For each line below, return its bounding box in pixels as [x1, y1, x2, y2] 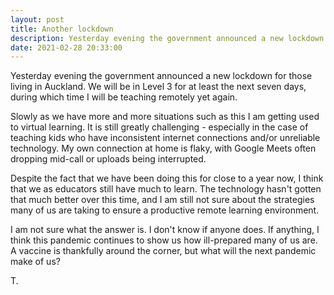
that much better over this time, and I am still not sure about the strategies [10, 194, 315, 206]
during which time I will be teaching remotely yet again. [10, 91, 238, 103]
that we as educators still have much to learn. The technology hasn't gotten [10, 183, 322, 195]
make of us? [10, 256, 61, 268]
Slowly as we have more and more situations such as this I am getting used [10, 111, 320, 123]
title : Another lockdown [10, 24, 114, 34]
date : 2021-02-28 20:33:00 [10, 42, 123, 53]
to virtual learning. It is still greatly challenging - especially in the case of [10, 121, 309, 133]
